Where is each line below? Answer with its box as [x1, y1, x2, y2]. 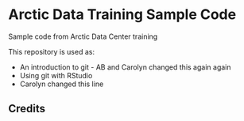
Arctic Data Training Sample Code [8, 6, 237, 24]
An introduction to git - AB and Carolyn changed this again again [19, 62, 231, 72]
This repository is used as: [8, 47, 95, 56]
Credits [8, 102, 46, 115]
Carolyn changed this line [19, 79, 104, 89]
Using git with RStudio [19, 70, 93, 80]
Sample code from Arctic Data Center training [8, 32, 158, 41]
